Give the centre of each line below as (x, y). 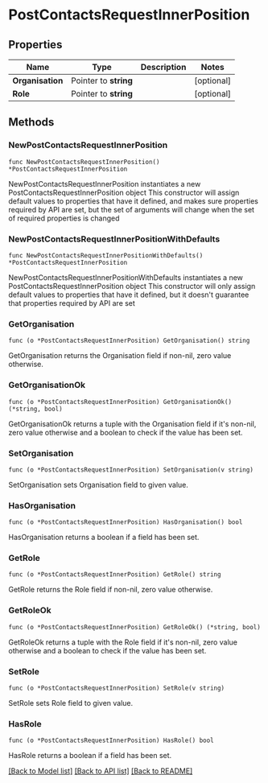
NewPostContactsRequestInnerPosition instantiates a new (105, 183)
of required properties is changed (64, 218)
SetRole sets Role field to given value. (71, 703)
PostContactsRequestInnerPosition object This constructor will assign (124, 192)
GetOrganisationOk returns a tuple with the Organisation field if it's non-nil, (132, 423)
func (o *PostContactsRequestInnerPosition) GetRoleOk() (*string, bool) (135, 627)
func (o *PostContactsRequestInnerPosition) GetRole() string (115, 575)
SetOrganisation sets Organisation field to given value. (99, 484)
